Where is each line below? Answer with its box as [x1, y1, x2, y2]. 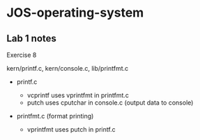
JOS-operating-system [6, 5, 144, 21]
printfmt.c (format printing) [16, 112, 94, 120]
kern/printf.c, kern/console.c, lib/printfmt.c [6, 64, 129, 72]
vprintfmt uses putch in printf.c [26, 125, 116, 133]
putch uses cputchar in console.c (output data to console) [26, 98, 194, 107]
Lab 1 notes [6, 33, 57, 44]
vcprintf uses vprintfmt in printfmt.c [26, 91, 130, 99]
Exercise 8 [6, 51, 37, 59]
